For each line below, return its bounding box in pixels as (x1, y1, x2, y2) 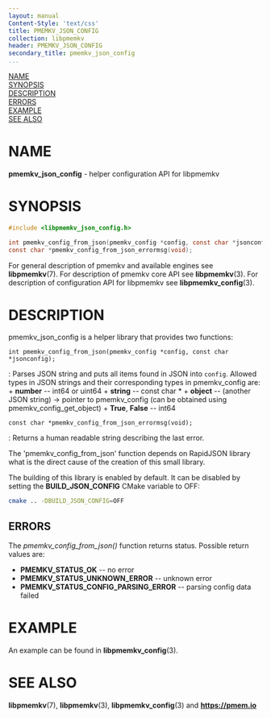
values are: (8, 550, 45, 559)
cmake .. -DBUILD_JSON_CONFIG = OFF (8, 497, 125, 505)
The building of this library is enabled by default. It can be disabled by (8, 473, 240, 483)
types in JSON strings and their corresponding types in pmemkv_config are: (8, 378, 261, 388)
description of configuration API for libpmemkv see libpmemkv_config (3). (8, 277, 255, 287)
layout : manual (8, 11, 60, 20)
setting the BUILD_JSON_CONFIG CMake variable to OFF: (8, 481, 200, 492)
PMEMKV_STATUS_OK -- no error (19, 565, 135, 575)
